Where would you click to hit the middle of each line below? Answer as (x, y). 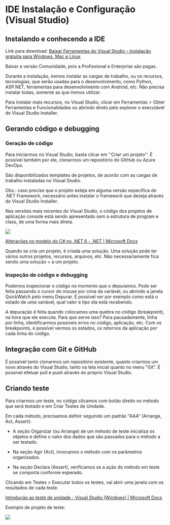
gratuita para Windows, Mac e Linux (43, 56)
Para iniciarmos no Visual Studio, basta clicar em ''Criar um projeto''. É (79, 154)
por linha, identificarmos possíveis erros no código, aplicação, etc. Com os (83, 322)
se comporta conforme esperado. (48, 472)
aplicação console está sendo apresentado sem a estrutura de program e (82, 216)
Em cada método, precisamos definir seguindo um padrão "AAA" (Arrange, (83, 416)
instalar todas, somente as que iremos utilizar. (53, 92)
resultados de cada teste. (32, 487)
